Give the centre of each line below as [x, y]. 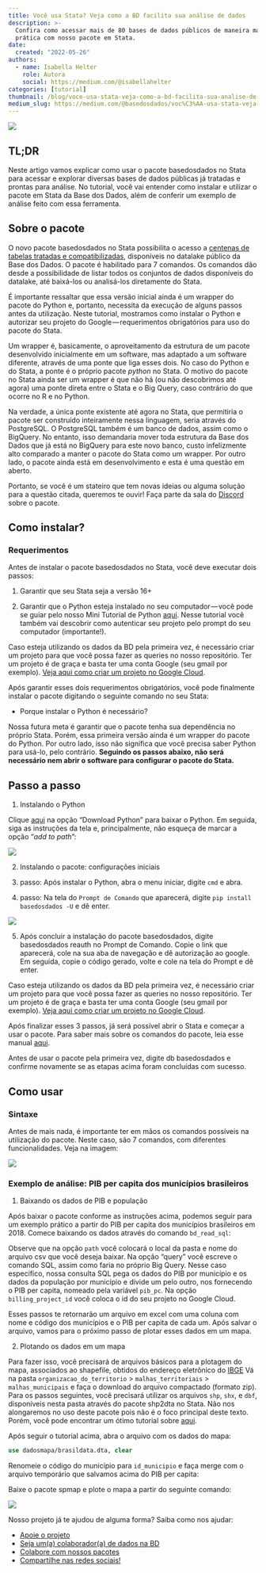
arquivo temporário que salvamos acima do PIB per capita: [104, 1474]
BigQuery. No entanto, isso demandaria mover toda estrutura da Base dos [129, 437]
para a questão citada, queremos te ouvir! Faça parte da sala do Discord [126, 494]
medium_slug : [30, 104]
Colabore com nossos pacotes [70, 1552]
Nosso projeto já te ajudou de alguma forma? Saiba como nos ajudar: [121, 1520]
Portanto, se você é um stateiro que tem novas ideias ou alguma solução [127, 486]
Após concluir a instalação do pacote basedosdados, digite [116, 937]
